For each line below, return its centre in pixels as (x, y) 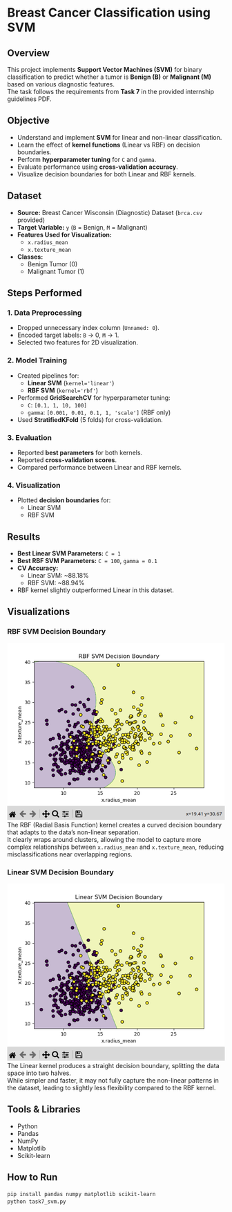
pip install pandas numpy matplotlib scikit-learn (81, 1194)
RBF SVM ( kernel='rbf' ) (63, 390)
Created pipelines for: (48, 376)
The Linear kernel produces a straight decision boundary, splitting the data (113, 1066)
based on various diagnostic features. (61, 84)
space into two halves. (39, 1073)
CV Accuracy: (38, 568)
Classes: (30, 257)
